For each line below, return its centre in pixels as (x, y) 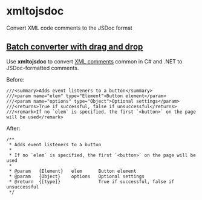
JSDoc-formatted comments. (43, 68)
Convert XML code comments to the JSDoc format (70, 28)
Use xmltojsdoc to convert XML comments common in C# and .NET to (94, 61)
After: (13, 128)
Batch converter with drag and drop (75, 47)
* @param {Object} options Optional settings (77, 176)
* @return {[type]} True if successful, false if (91, 182)
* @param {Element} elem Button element (73, 171)
